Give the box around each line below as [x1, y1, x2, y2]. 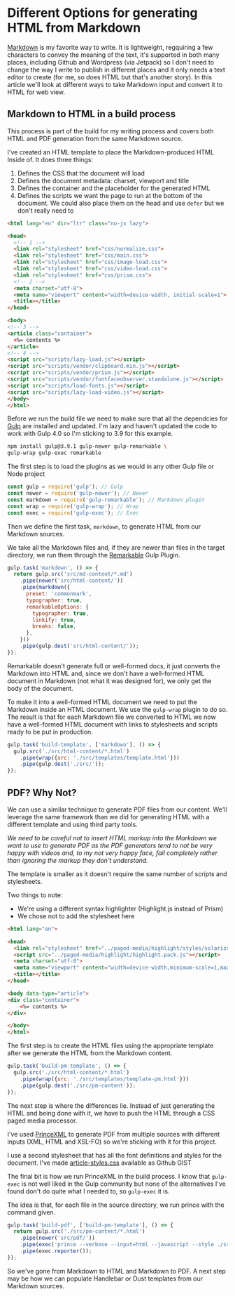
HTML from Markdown [7, 20, 141, 36]
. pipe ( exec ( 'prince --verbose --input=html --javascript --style [20, 1241, 215, 1248]
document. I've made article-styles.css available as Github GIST [7, 1158, 192, 1167]
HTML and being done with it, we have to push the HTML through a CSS [7, 1109, 215, 1117]
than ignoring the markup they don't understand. [7, 856, 148, 864]
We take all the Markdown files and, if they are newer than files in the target [7, 543, 225, 552]
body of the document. [7, 684, 73, 692]
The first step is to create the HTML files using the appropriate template [7, 1041, 214, 1050]
